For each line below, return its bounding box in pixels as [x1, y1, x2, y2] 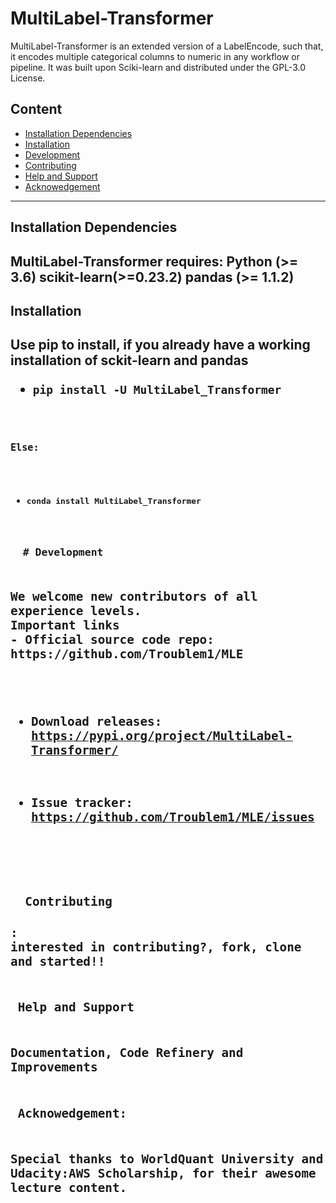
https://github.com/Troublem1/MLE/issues [30, 810, 315, 826]
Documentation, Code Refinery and [10, 1045, 244, 1061]
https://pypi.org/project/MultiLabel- [30, 728, 293, 744]
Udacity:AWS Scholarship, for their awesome [10, 1165, 317, 1181]
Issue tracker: [30, 795, 133, 811]
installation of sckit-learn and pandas [10, 352, 249, 369]
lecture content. [10, 1180, 128, 1196]
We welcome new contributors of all [10, 589, 258, 605]
